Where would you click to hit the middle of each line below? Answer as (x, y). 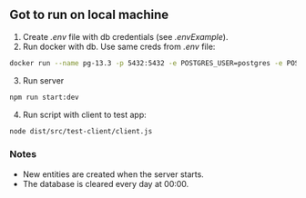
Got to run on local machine (89, 15)
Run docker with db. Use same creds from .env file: (119, 46)
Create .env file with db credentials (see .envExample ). (125, 36)
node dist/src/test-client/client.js (81, 131)
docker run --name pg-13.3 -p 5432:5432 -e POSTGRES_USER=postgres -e (146, 63)
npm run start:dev (44, 97)
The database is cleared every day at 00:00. (106, 183)
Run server (43, 80)
